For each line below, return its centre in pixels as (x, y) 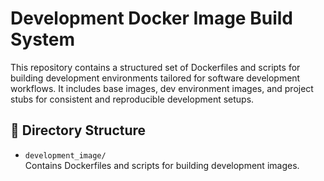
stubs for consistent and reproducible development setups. (132, 99)
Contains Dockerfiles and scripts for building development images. (162, 165)
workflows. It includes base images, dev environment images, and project (162, 88)
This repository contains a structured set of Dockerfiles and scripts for (155, 67)
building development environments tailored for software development (155, 78)
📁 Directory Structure (78, 130)
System (43, 39)
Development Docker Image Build (151, 18)
